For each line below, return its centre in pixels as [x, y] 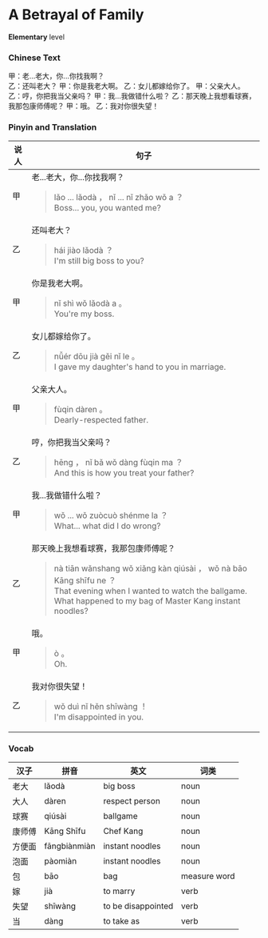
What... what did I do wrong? [107, 526]
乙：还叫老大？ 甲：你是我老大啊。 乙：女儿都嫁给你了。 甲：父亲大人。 [126, 86]
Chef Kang [123, 831]
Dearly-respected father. [101, 419]
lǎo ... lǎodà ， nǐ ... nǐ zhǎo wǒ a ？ [119, 197]
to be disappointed [138, 906]
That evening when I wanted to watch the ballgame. [150, 591]
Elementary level [37, 37]
